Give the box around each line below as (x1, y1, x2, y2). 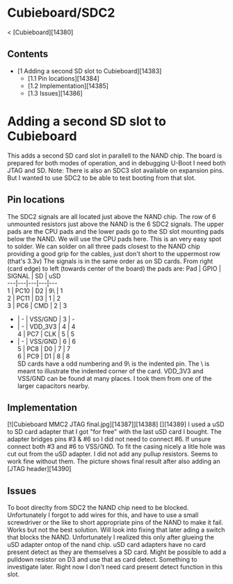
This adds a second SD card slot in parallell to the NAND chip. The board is (7, 151, 223, 160)
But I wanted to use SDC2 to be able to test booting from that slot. (7, 173, 196, 182)
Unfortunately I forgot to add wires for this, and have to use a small (7, 511, 199, 519)
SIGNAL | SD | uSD (7, 271, 61, 280)
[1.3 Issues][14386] (27, 89, 83, 97)
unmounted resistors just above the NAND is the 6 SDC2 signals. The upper (7, 220, 224, 228)
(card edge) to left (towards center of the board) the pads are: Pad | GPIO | (7, 264, 221, 273)
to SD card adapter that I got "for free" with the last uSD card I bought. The (7, 428, 222, 436)
